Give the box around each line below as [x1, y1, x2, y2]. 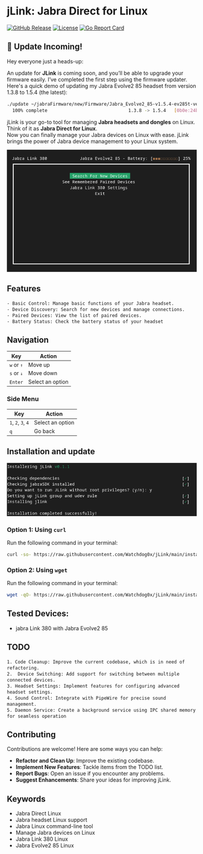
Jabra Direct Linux [15, 810, 61, 817]
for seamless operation [7, 713, 67, 719]
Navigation [7, 335, 49, 345]
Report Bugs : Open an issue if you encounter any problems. [15, 770, 165, 777]
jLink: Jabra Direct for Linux [7, 4, 148, 18]
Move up [28, 361, 50, 368]
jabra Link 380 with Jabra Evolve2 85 [15, 624, 108, 631]
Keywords [7, 794, 46, 804]
